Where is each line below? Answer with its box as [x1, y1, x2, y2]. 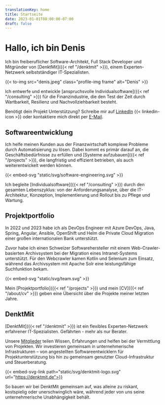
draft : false [5, 21, 32, 26]
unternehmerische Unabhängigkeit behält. [5, 394, 91, 400]
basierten [5, 250, 25, 256]
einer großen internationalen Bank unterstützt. [5, 235, 99, 241]
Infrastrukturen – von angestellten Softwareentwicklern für [5, 349, 124, 354]
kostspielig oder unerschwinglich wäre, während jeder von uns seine [5, 389, 145, 395]
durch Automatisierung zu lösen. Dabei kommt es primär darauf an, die [5, 147, 149, 152]
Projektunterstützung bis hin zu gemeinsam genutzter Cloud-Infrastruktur [5, 354, 155, 359]
